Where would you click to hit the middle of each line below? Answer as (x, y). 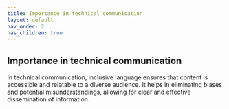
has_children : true (35, 33)
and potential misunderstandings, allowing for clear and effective (99, 92)
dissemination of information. (48, 99)
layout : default (30, 20)
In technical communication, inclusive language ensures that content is (108, 77)
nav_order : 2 (26, 26)
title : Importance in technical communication (75, 13)
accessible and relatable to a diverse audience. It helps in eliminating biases (115, 85)
